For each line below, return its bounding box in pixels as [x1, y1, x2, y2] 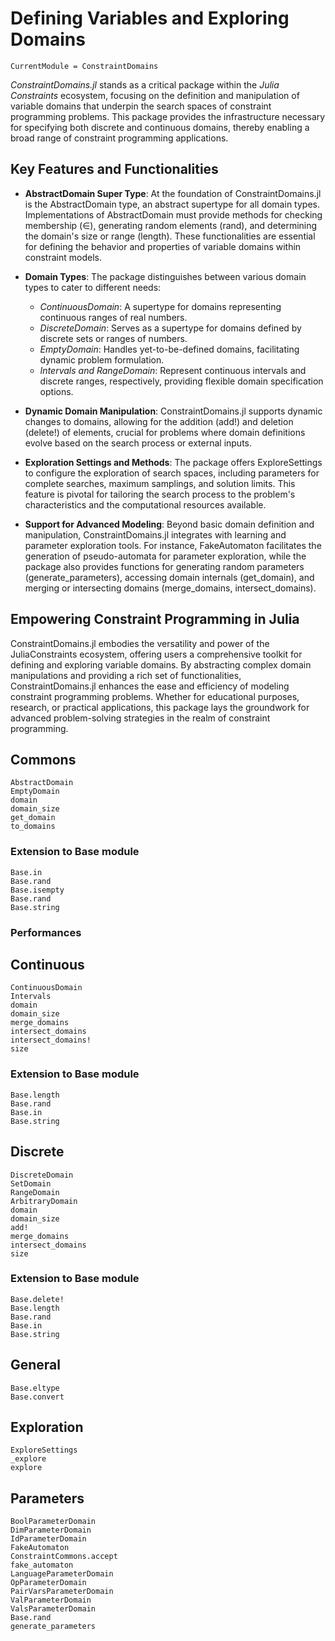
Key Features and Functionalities [10, 161, 219, 178]
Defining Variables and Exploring [10, 7, 290, 30]
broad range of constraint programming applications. [10, 132, 229, 144]
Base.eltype [10, 1383, 60, 1393]
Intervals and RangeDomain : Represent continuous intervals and [39, 364, 307, 376]
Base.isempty [10, 885, 65, 895]
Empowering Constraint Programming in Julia [10, 611, 300, 628]
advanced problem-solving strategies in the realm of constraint [10, 712, 271, 724]
